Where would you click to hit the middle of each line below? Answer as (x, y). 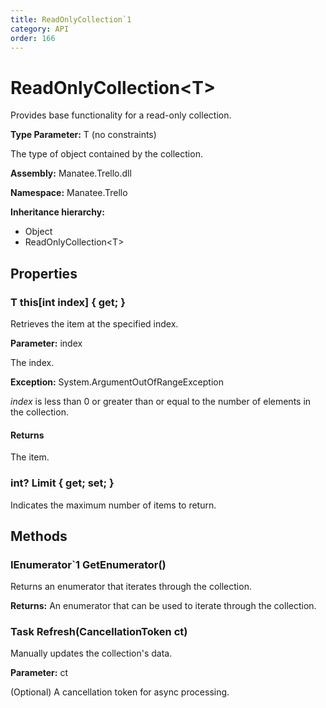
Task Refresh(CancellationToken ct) (99, 632)
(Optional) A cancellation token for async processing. (120, 692)
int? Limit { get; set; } (62, 483)
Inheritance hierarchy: (57, 212)
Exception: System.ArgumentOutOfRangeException (117, 382)
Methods (39, 536)
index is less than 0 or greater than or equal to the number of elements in (161, 401)
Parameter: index (46, 343)
